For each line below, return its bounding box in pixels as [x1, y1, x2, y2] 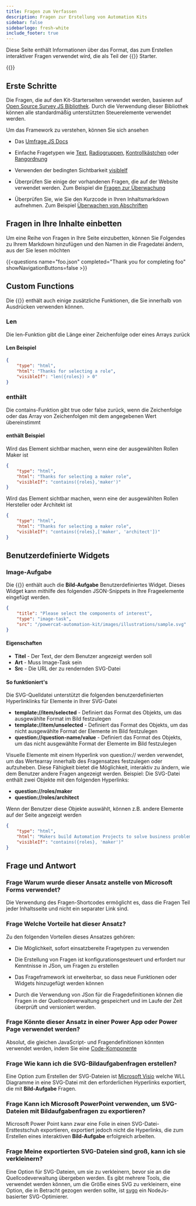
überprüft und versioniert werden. [14, 1003, 96, 1010]
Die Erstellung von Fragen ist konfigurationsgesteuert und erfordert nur [14, 955, 185, 963]
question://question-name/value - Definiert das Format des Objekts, [14, 734, 182, 741]
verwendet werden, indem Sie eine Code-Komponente [6, 1044, 137, 1051]
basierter [6, 1193, 28, 1200]
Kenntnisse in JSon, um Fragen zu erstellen [14, 962, 119, 969]
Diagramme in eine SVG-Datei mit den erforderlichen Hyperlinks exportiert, [6, 1079, 187, 1086]
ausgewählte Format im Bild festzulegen [14, 715, 111, 722]
